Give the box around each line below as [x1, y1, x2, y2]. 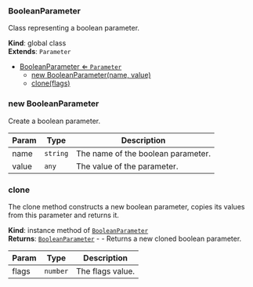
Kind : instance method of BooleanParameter [8, 225, 149, 234]
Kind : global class [8, 38, 67, 48]
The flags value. [75, 265, 136, 276]
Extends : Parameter [8, 47, 71, 56]
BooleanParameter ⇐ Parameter [19, 62, 122, 71]
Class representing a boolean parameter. [8, 24, 139, 33]
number [44, 267, 69, 275]
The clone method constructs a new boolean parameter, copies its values [8, 202, 245, 211]
